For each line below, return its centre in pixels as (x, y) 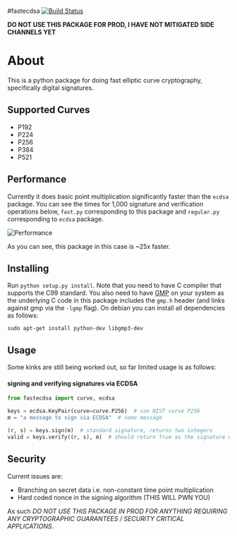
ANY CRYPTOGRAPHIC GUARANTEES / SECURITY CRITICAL (96, 518)
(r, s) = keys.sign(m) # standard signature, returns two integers (110, 431)
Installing (28, 268)
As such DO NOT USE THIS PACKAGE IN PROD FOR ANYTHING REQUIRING (117, 511)
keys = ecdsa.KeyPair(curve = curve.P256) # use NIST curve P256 (104, 411)
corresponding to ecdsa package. (55, 219)
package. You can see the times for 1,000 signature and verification (105, 204)
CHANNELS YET (32, 32)
